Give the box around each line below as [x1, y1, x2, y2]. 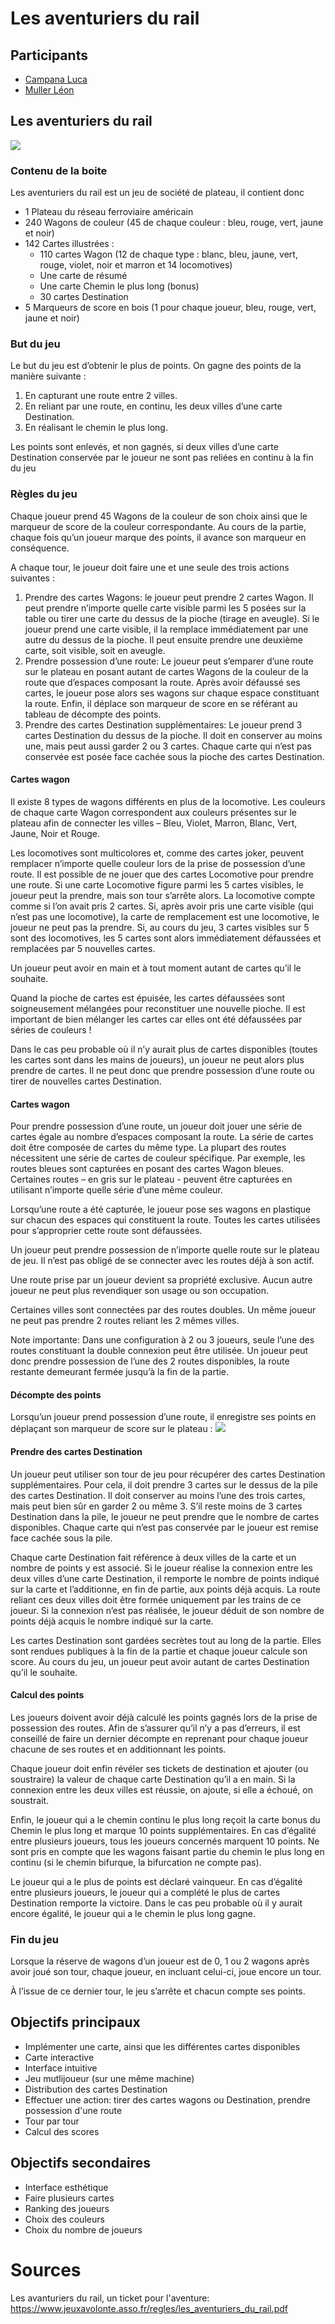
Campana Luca [24, 73, 88, 85]
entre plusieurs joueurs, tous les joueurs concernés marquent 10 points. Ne [10, 1835, 320, 1847]
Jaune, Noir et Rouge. [10, 827, 101, 839]
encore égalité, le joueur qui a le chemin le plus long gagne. [10, 1907, 257, 1919]
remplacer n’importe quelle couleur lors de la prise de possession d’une [10, 857, 306, 869]
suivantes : [10, 572, 55, 584]
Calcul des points [10, 1689, 85, 1701]
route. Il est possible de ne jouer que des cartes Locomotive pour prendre [10, 868, 314, 880]
